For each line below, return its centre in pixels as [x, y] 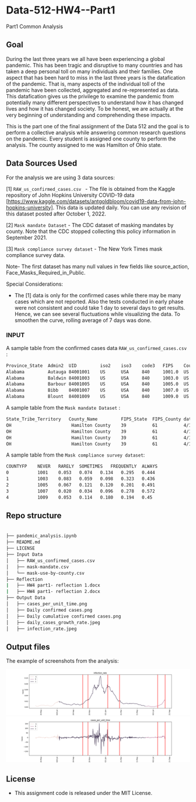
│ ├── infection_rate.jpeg [41, 629]
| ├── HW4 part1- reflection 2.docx [53, 592]
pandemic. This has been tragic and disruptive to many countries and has [94, 65]
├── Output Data [26, 598]
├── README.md [23, 542]
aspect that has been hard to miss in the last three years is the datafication [96, 77]
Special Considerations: [34, 284]
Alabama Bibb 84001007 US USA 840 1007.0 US [98, 390]
